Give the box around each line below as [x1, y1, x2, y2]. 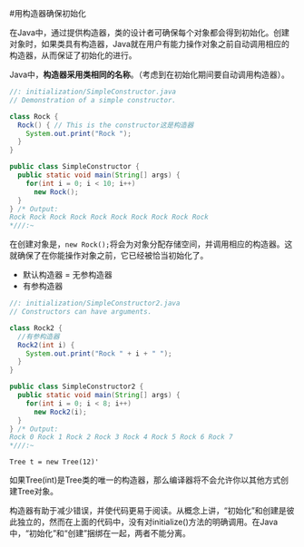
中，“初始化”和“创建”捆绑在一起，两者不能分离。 [9, 528, 191, 539]
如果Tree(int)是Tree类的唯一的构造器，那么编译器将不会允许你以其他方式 [9, 474, 281, 485]
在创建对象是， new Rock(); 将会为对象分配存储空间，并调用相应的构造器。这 [9, 239, 293, 249]
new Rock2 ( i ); [33, 407, 88, 416]
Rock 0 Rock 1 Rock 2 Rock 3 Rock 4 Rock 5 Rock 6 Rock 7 [9, 433, 233, 442]
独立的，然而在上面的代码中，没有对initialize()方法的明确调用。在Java [16, 516, 279, 528]
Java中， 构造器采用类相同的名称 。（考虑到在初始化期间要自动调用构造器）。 [9, 69, 290, 80]
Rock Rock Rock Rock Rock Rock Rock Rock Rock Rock [9, 212, 209, 222]
